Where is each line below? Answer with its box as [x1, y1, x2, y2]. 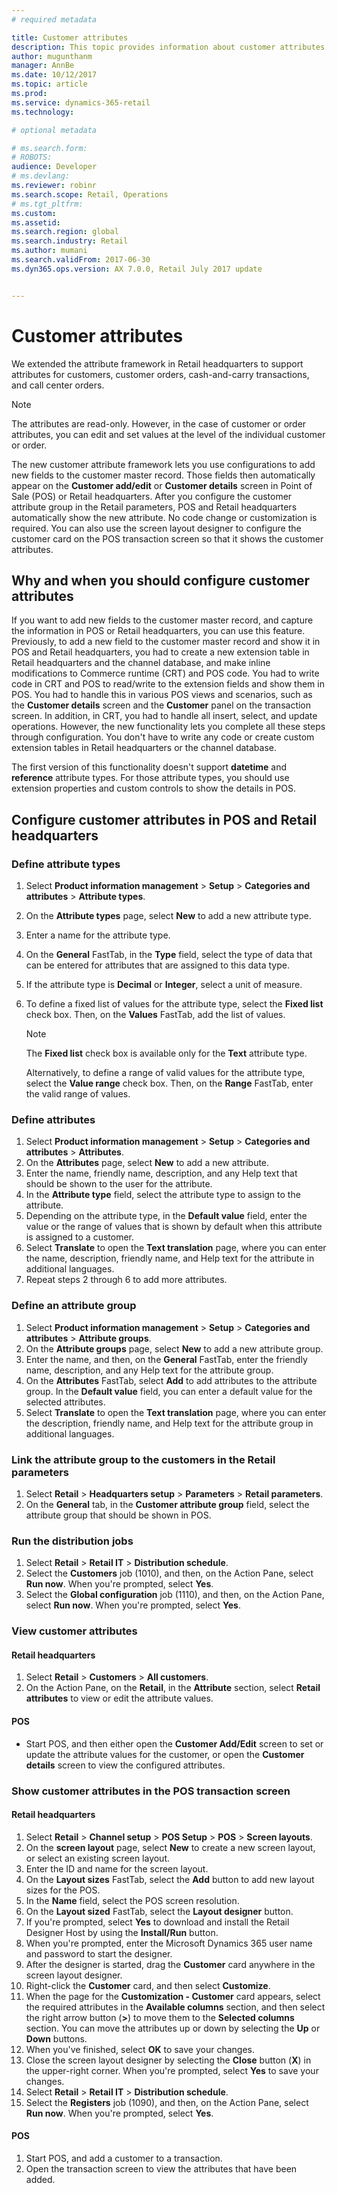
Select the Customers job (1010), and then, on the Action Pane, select [25, 1567, 314, 1580]
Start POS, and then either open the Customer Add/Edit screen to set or [25, 1737, 324, 1750]
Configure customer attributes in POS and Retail [11, 811, 318, 828]
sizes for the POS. [25, 1884, 101, 1896]
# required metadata [11, 14, 98, 25]
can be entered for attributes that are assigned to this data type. [25, 959, 290, 971]
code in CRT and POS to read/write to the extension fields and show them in [11, 678, 325, 690]
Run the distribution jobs [11, 1534, 134, 1548]
